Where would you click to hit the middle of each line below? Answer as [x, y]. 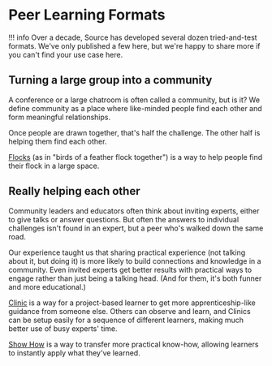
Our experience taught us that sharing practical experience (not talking [127, 252]
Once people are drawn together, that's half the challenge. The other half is [134, 132]
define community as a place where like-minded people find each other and [135, 108]
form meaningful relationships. [60, 117]
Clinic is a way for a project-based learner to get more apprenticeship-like [132, 303]
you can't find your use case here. [66, 54]
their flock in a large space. [54, 166]
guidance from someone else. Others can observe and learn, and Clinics [130, 311]
